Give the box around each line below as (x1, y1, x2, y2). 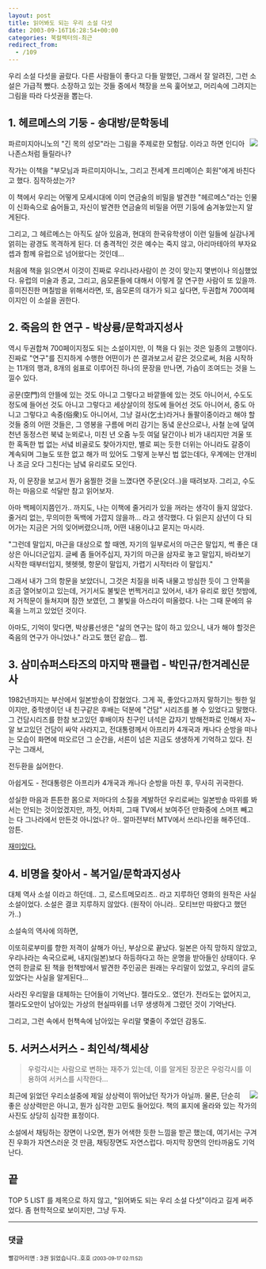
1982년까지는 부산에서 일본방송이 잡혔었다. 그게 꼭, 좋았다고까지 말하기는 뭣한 (8, 695, 248, 705)
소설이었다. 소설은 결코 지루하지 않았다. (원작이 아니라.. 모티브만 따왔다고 (8, 900, 233, 909)
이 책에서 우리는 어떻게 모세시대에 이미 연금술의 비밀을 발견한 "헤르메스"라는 (8, 192, 243, 202)
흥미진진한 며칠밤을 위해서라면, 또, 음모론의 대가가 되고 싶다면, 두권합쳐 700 (8, 285, 243, 295)
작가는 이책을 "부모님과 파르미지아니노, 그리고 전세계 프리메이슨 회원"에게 (8, 166, 235, 175)
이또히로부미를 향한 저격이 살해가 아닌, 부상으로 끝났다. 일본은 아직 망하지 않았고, (8, 943, 257, 953)
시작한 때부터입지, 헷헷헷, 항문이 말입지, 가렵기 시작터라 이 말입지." (8, 559, 214, 569)
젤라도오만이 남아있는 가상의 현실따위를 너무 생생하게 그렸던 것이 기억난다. (8, 1000, 237, 1009)
